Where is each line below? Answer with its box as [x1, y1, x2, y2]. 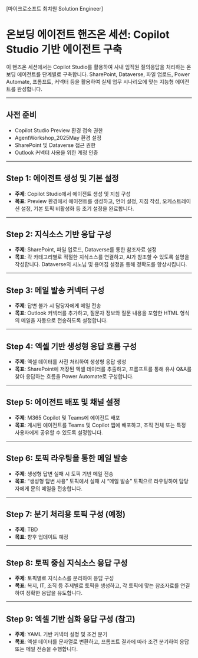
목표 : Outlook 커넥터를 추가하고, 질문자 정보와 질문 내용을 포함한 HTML [14, 309, 179, 317]
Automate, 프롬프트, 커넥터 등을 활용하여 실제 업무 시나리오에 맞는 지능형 [6, 78, 174, 85]
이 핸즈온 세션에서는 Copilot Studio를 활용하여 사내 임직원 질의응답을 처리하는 [6, 63, 186, 70]
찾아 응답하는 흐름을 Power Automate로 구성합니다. [14, 373, 134, 379]
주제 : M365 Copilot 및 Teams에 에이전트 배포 [14, 414, 121, 421]
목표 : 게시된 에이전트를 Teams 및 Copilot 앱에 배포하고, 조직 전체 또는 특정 [14, 421, 186, 428]
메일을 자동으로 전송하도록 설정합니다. [21, 317, 108, 324]
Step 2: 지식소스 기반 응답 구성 [6, 229, 112, 239]
